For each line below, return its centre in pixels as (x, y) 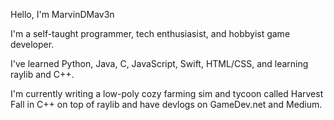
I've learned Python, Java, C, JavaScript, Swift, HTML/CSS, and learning (159, 63)
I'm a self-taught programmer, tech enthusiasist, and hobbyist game (150, 33)
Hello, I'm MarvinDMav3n (62, 14)
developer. (32, 44)
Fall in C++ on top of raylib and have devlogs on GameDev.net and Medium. (166, 104)
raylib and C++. (42, 74)
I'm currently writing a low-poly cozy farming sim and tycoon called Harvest (167, 93)
